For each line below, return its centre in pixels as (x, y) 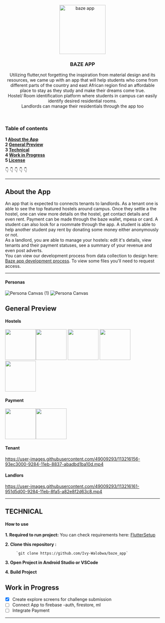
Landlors (14, 475)
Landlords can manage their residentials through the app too (82, 106)
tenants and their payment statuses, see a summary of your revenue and (79, 245)
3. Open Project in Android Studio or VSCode (52, 563)
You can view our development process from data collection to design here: (82, 256)
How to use (17, 524)
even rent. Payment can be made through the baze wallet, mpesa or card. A (82, 219)
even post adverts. (24, 251)
